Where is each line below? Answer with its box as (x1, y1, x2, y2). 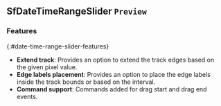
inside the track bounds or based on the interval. (16, 78, 156, 86)
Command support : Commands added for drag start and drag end (16, 85, 207, 93)
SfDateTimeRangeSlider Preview (6, 6, 147, 17)
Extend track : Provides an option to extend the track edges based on (16, 55, 215, 64)
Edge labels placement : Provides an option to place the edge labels (16, 70, 211, 78)
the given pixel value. (16, 62, 78, 71)
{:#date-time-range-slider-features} (6, 42, 109, 51)
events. (16, 92, 38, 100)
